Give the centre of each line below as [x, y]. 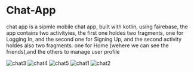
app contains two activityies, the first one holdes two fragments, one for [95, 32]
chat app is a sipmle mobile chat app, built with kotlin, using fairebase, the [97, 27]
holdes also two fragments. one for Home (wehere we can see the [87, 45]
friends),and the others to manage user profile [63, 51]
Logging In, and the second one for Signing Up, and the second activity [94, 39]
